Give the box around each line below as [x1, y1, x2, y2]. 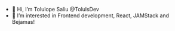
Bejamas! [11, 18, 35, 25]
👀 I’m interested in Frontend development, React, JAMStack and [11, 12, 169, 19]
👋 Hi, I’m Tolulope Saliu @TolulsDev [11, 6, 100, 13]
